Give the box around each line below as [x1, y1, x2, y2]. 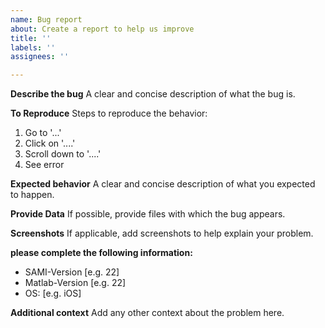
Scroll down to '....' [24, 148, 102, 160]
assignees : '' [10, 52, 70, 62]
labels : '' [10, 42, 56, 53]
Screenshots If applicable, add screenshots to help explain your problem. [10, 227, 314, 240]
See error [24, 159, 65, 171]
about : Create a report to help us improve [10, 24, 195, 34]
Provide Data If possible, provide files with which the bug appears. [10, 208, 286, 220]
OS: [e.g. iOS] [24, 287, 82, 300]
